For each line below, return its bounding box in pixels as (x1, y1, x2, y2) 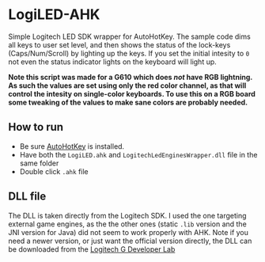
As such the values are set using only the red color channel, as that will (8, 81, 247, 90)
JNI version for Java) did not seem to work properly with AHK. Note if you (8, 227, 249, 237)
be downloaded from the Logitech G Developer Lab (8, 244, 176, 254)
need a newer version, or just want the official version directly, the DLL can (8, 236, 252, 245)
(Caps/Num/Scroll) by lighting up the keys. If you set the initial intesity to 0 (8, 48, 250, 58)
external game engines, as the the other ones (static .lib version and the (8, 219, 247, 229)
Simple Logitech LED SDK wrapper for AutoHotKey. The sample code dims (8, 32, 251, 41)
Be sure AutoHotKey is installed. (19, 141, 125, 151)
